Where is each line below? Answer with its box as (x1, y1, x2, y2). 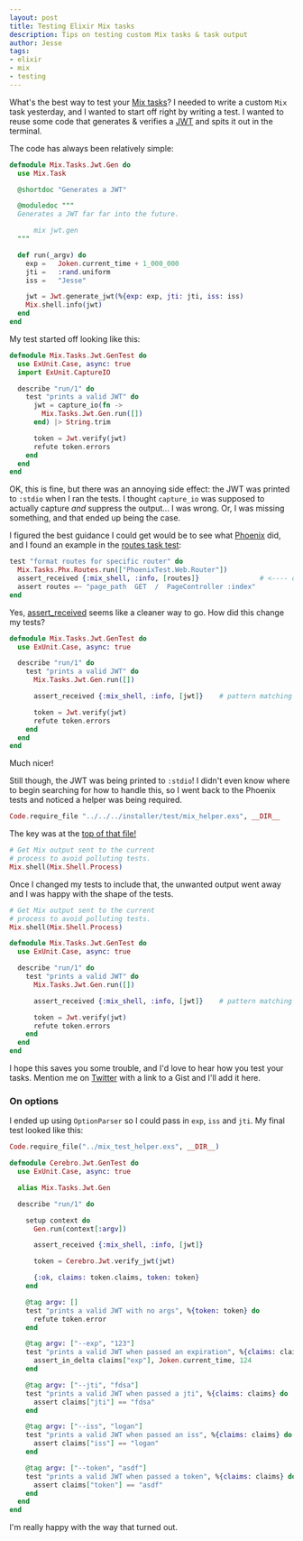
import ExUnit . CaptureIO (17, 367, 111, 377)
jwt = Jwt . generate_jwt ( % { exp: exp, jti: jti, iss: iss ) (25, 292, 244, 301)
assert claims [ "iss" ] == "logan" (32, 1439, 160, 1448)
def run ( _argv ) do (17, 250, 87, 260)
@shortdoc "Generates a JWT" (17, 185, 127, 194)
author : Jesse (9, 38, 63, 48)
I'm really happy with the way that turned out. (9, 1522, 179, 1533)
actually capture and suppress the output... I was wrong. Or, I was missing (9, 503, 285, 514)
